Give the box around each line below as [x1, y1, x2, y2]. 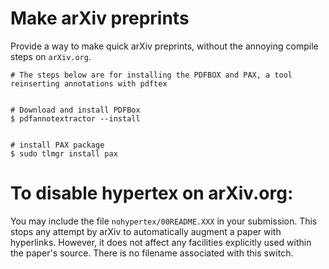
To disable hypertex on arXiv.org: [10, 182, 294, 205]
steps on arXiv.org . [10, 50, 92, 62]
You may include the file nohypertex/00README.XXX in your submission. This [10, 215, 318, 227]
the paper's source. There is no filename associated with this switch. [10, 247, 294, 259]
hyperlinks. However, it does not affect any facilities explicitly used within [10, 236, 312, 248]
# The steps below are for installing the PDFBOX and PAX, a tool [10, 70, 293, 80]
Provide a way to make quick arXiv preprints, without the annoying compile [10, 40, 319, 52]
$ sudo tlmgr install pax [10, 148, 118, 159]
